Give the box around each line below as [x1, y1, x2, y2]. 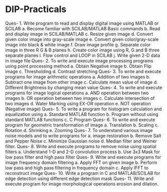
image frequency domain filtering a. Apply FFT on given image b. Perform [5, 159, 157, 165]
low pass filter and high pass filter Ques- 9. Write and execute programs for [5, 154, 161, 160]
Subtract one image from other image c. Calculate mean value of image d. [5, 79, 158, 85]
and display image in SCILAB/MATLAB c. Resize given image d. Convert [5, 31, 153, 37]
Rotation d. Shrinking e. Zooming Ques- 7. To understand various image [5, 127, 153, 133]
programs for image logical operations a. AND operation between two [5, 90, 149, 96]
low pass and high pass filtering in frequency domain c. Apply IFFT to [5, 165, 149, 171]
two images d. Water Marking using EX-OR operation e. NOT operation [5, 100, 151, 106]
